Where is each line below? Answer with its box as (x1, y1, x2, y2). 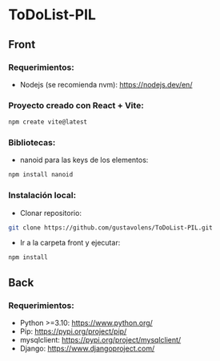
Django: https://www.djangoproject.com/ (19, 343, 155, 353)
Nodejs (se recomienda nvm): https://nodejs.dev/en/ (19, 79, 193, 89)
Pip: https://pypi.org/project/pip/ (19, 327, 127, 336)
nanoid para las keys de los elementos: (19, 155, 149, 165)
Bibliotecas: (8, 136, 56, 148)
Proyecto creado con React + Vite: (8, 99, 144, 111)
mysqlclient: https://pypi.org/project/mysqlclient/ (19, 335, 182, 344)
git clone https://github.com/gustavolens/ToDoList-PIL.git (8, 223, 214, 232)
